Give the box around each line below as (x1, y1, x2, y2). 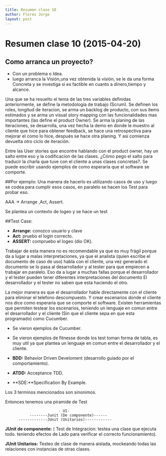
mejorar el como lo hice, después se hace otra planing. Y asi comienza (5, 133, 150, 139)
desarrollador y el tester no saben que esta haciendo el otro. (5, 280, 129, 286)
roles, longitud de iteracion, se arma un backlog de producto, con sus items (5, 107, 160, 113)
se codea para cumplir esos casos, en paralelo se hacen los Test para (5, 184, 148, 190)
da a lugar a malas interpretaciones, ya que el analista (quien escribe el (5, 253, 151, 259)
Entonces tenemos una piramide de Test (5, 399, 88, 405)
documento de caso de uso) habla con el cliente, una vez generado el (5, 259, 148, 265)
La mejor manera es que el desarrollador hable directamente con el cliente (5, 289, 157, 296)
